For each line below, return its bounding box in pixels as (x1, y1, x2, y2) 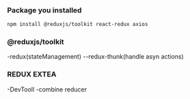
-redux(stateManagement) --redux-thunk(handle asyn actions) (7, 53, 185, 61)
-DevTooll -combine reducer (7, 85, 87, 94)
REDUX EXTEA (7, 70, 57, 79)
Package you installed (7, 5, 82, 15)
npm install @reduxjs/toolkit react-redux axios (7, 21, 148, 28)
